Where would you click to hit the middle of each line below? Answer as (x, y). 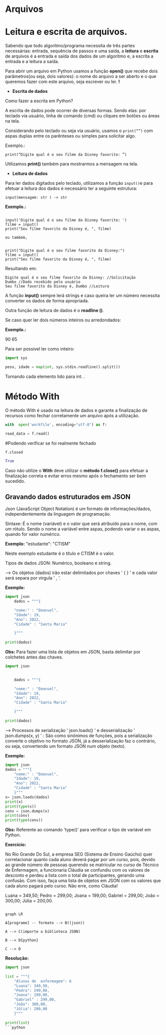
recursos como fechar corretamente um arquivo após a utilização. (72, 415)
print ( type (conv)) (24, 820)
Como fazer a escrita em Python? (39, 101)
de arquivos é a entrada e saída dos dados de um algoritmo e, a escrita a (79, 56)
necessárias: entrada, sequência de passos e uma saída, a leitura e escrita (82, 51)
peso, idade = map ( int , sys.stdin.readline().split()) (63, 367)
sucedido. (15, 481)
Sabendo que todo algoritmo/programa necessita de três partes (70, 46)
